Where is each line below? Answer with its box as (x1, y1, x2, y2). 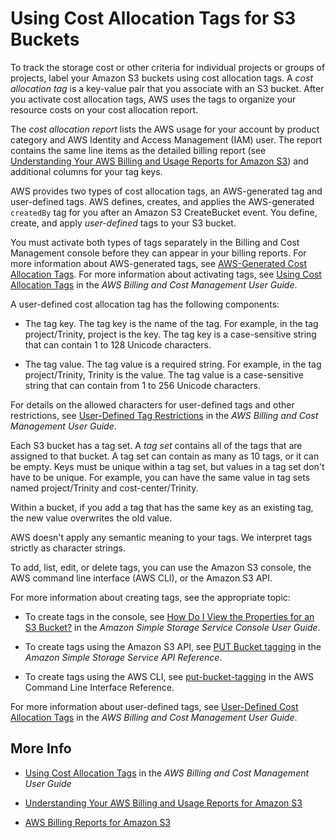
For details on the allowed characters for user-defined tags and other (10, 398, 295, 411)
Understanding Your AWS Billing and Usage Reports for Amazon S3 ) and (10, 155, 309, 167)
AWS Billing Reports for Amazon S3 (24, 816, 172, 828)
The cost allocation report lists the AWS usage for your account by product (10, 123, 320, 135)
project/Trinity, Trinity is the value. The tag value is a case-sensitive (24, 368, 304, 381)
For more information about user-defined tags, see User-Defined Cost (10, 700, 299, 712)
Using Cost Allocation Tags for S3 (10, 7, 297, 30)
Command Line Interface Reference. (24, 681, 175, 693)
